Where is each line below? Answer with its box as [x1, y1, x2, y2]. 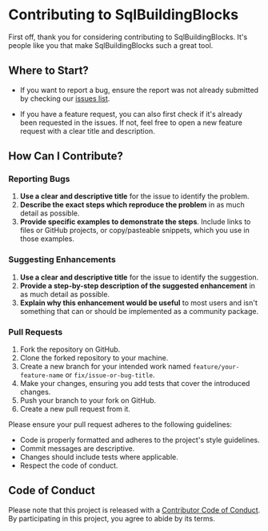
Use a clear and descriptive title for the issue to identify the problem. [19, 191, 250, 201]
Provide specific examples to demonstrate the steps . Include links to [19, 217, 251, 227]
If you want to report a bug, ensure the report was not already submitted [19, 85, 258, 95]
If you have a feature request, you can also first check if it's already [19, 109, 242, 119]
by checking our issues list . [19, 94, 110, 103]
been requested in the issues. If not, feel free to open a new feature [19, 118, 242, 127]
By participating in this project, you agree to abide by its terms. [8, 513, 216, 523]
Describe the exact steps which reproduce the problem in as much [19, 200, 246, 210]
